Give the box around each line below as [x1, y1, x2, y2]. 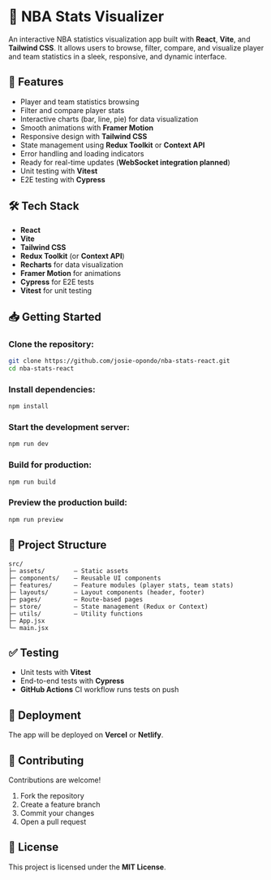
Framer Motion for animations [19, 268, 122, 278]
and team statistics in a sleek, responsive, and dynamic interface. [8, 51, 227, 61]
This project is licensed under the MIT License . [8, 862, 166, 872]
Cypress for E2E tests [19, 277, 95, 287]
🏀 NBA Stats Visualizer [8, 7, 165, 26]
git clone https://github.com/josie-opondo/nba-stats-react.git [8, 357, 230, 366]
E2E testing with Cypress [19, 174, 105, 184]
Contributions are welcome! [8, 775, 101, 785]
